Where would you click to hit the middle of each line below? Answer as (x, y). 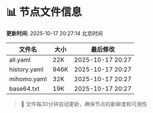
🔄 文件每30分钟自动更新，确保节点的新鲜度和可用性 (84, 104)
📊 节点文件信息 (44, 12)
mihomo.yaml (28, 79)
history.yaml (26, 69)
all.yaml (20, 60)
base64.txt (24, 88)
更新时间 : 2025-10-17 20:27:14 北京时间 (54, 33)
